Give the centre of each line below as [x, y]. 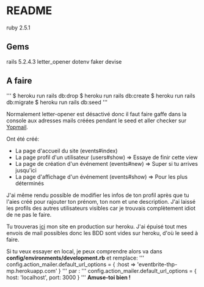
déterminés [30, 183]
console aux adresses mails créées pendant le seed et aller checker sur [97, 121]
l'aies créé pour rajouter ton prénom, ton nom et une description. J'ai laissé [101, 201]
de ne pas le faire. [29, 214]
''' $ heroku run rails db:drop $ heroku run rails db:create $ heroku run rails [101, 95]
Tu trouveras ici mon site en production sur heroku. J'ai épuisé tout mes [97, 226]
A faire [19, 81]
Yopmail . [17, 127]
